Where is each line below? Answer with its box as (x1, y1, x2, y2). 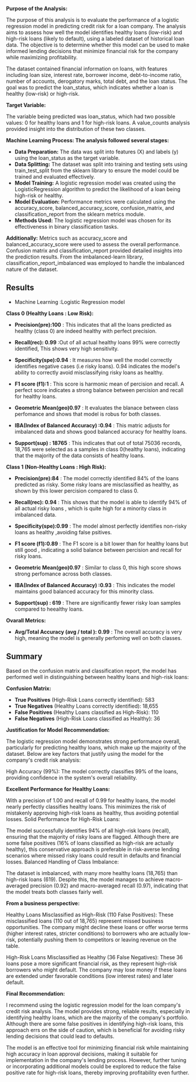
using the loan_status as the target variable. (14, 155, 120, 161)
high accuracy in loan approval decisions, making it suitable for (6, 1050, 158, 1057)
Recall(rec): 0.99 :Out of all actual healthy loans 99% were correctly (14, 339, 180, 346)
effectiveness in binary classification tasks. (14, 223, 119, 230)
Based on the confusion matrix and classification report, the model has (6, 667, 177, 674)
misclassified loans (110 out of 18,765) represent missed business (6, 917, 164, 924)
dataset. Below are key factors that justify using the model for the (6, 750, 164, 757)
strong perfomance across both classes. (14, 570, 112, 577)
